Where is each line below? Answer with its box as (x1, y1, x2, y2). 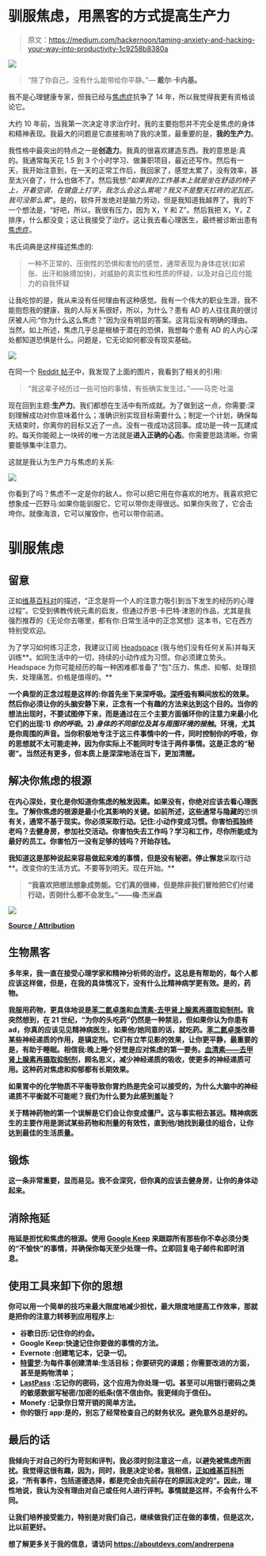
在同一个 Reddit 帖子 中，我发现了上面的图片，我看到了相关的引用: (8, 367, 223, 376)
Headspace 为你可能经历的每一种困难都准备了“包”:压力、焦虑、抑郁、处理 (8, 662, 249, 671)
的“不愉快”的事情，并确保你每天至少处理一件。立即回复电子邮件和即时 (8, 1243, 238, 1254)
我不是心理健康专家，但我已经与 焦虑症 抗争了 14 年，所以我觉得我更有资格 (8, 92, 249, 102)
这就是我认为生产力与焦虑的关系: (8, 457, 115, 467)
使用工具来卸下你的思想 (8, 1279, 123, 1293)
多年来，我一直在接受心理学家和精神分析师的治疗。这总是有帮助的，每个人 (8, 968, 251, 978)
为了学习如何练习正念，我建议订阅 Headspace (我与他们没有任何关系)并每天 (8, 642, 256, 651)
